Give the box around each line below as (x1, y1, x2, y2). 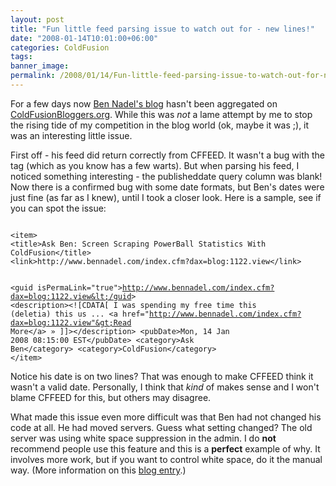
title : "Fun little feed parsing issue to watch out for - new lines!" (10, 24, 315, 34)
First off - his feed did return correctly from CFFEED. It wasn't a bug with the (10, 149, 325, 161)
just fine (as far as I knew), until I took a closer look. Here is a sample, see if (10, 191, 322, 203)
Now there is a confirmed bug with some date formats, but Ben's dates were (10, 181, 325, 193)
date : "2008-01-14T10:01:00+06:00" (10, 33, 159, 43)
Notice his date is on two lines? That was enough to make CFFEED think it (10, 370, 314, 382)
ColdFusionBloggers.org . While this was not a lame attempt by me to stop (10, 108, 313, 120)
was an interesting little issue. (10, 129, 133, 141)
